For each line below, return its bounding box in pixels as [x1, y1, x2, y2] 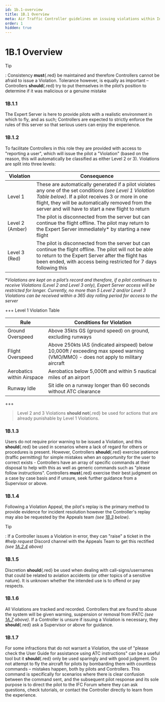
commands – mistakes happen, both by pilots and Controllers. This [5, 666, 140, 672]
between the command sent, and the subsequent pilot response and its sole [5, 676, 159, 682]
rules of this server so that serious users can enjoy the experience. [5, 122, 140, 128]
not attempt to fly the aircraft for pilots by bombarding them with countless [5, 661, 156, 667]
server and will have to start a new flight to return [36, 205, 150, 212]
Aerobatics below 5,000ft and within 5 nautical [48, 368, 156, 375]
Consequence [80, 172, 114, 179]
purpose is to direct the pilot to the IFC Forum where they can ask [5, 682, 138, 688]
